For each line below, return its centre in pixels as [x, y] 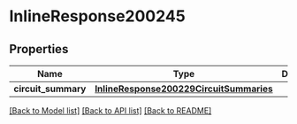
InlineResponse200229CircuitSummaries [183, 89]
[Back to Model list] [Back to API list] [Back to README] [110, 111]
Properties [39, 49]
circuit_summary [50, 89]
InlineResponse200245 [97, 16]
